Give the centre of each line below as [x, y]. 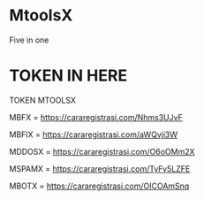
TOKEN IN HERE [68, 76]
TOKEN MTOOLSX [43, 100]
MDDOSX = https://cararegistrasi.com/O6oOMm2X [102, 151]
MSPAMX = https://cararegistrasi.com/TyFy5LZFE [100, 168]
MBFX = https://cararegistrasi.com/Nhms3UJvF [96, 117]
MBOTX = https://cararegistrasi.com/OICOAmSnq [99, 186]
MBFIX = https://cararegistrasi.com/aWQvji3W [94, 135]
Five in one [29, 40]
